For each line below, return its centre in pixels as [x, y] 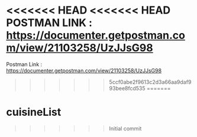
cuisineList [34, 112]
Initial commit [125, 128]
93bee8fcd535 [127, 88]
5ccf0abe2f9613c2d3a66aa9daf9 [150, 82]
